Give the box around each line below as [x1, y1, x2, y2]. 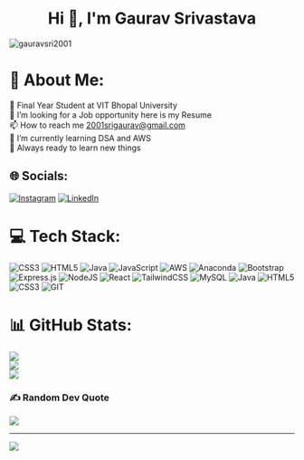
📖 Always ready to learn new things [9, 142, 142, 153]
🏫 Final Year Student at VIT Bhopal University [9, 100, 178, 110]
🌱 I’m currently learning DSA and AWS [9, 132, 151, 143]
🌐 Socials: [9, 168, 69, 184]
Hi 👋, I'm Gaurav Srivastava [48, 8, 256, 29]
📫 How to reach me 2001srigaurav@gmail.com [9, 120, 185, 130]
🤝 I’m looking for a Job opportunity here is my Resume [9, 109, 213, 120]
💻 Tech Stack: [9, 225, 121, 246]
